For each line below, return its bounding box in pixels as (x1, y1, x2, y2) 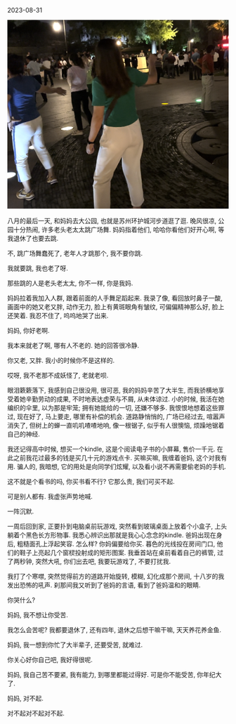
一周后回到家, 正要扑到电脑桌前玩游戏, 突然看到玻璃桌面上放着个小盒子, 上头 (7, 522, 227, 530)
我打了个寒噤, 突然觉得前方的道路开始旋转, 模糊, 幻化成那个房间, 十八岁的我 (7, 572, 225, 580)
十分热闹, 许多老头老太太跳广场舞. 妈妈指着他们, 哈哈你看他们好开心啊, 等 (13, 225, 225, 234)
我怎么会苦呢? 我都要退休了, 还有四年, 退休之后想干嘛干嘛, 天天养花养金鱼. (7, 625, 222, 634)
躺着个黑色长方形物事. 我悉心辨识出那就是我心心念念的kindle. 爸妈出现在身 (7, 530, 223, 539)
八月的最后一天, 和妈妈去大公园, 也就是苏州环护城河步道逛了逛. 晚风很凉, (7, 216, 216, 225)
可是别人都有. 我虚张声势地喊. (7, 492, 93, 501)
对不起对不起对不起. (7, 709, 65, 717)
